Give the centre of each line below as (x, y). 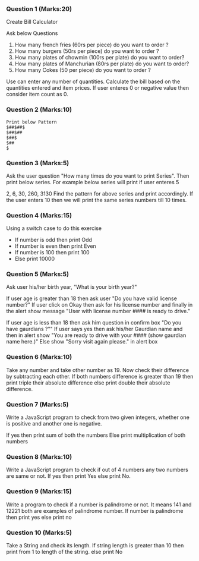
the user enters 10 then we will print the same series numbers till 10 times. (97, 200)
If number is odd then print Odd (53, 240)
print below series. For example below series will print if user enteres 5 (93, 182)
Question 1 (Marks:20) (39, 9)
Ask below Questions (32, 33)
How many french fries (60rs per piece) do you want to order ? (91, 45)
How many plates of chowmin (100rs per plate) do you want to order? (99, 58)
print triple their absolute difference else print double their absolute (88, 383)
